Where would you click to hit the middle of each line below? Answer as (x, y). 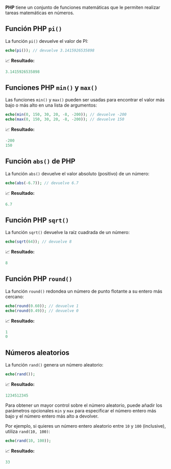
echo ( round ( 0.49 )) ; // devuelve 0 (42, 310)
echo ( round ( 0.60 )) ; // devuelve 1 (42, 306)
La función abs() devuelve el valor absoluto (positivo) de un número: (77, 173)
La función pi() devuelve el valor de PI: (47, 41)
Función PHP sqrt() (37, 220)
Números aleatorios (38, 353)
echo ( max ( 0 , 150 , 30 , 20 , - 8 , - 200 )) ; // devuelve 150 (65, 119)
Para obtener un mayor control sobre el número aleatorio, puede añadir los (84, 405)
